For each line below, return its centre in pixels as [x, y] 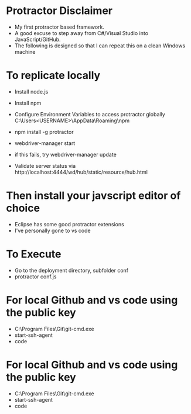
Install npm [28, 103]
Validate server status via [45, 165]
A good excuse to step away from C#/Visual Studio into [81, 33]
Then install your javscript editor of [93, 196]
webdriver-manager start [45, 143]
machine [25, 51]
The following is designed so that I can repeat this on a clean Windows [100, 46]
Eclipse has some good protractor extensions [69, 224]
